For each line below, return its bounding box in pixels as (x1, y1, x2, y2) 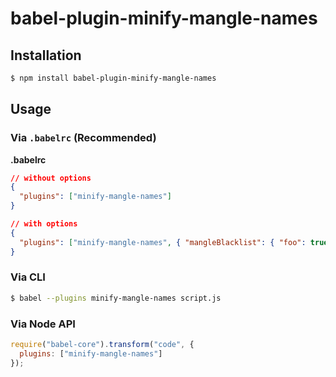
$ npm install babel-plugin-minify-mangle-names (10, 73, 217, 83)
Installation (10, 47, 82, 64)
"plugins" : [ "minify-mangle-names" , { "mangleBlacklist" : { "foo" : (19, 237, 307, 247)
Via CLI (10, 270, 46, 284)
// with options (10, 219, 78, 229)
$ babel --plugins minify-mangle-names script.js (10, 293, 222, 303)
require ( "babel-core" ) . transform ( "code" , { (10, 340, 195, 350)
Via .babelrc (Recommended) (10, 131, 157, 145)
